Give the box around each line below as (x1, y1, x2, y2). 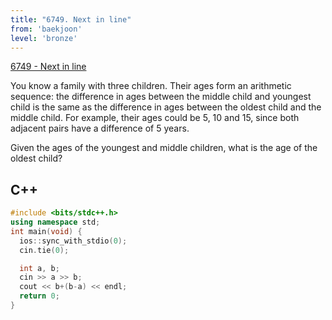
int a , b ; (19, 263, 60, 273)
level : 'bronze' (10, 33, 78, 43)
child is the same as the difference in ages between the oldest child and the (10, 101, 322, 113)
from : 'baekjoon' (10, 24, 83, 34)
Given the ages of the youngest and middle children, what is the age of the (10, 142, 318, 154)
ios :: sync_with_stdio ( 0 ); (19, 236, 128, 246)
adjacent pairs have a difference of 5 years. (10, 122, 190, 135)
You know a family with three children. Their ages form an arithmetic (10, 80, 292, 92)
